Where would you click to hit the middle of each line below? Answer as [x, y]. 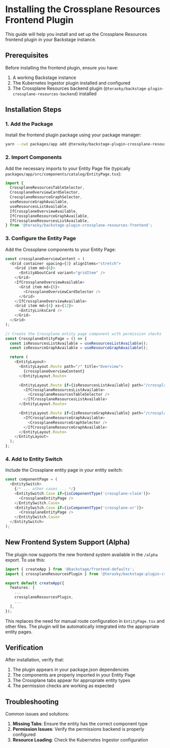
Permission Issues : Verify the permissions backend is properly [78, 729]
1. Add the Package [29, 124]
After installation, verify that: [35, 660]
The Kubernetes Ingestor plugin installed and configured [71, 83]
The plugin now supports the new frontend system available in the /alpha [81, 554]
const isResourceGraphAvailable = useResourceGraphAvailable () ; [79, 348]
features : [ [23, 588]
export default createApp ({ [35, 583]
